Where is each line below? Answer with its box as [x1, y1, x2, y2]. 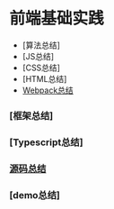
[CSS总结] [22, 62, 61, 73]
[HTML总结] [22, 73, 67, 84]
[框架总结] [9, 109, 54, 122]
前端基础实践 [9, 8, 105, 29]
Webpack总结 [22, 85, 74, 95]
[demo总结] [9, 188, 60, 201]
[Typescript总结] [9, 136, 83, 149]
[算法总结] [22, 40, 61, 50]
